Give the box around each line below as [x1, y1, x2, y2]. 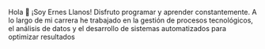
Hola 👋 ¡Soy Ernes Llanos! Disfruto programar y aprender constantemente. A [8, 8, 257, 16]
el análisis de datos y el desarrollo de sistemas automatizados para [8, 24, 227, 33]
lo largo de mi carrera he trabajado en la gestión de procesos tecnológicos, [8, 16, 253, 25]
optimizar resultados [8, 32, 75, 41]
